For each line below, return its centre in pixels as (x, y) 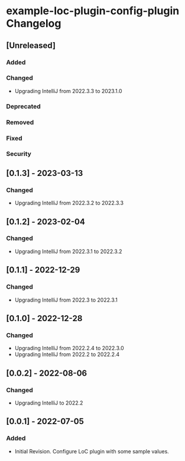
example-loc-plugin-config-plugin (93, 11)
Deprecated (24, 106)
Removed (20, 122)
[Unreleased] (31, 45)
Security (19, 154)
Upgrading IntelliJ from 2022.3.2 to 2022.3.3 (69, 203)
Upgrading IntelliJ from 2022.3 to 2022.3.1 (66, 300)
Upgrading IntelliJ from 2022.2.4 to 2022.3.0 (69, 348)
